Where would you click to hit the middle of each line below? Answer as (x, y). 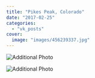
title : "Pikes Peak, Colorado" (45, 12)
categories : (21, 23)
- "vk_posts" (28, 29)
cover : (14, 34)
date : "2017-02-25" (31, 18)
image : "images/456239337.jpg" (51, 40)
